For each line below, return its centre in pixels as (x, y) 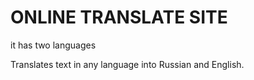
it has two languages (53, 45)
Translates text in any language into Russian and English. (127, 64)
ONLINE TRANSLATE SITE (119, 17)
